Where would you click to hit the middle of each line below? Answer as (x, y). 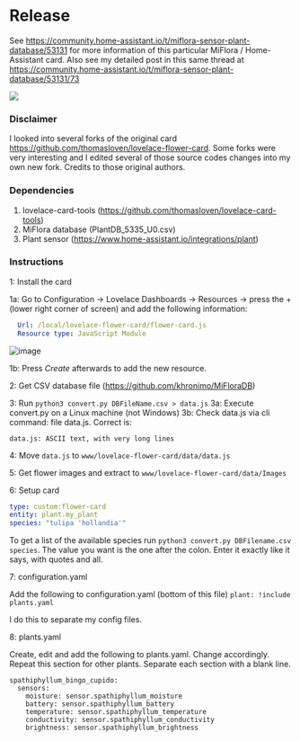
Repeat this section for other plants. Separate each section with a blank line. (150, 664)
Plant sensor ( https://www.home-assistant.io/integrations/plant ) (140, 238)
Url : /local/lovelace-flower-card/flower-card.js (112, 325)
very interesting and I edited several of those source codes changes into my (150, 157)
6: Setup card (35, 490)
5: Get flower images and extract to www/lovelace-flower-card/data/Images (148, 472)
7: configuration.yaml (49, 577)
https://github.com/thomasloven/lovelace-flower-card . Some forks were (143, 148)
